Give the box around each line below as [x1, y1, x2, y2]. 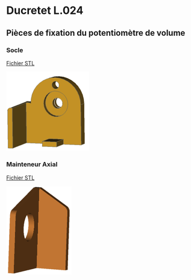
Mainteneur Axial [6, 160, 58, 169]
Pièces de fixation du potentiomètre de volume [6, 28, 186, 38]
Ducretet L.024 [6, 4, 84, 18]
